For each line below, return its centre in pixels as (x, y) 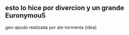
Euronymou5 (26, 16)
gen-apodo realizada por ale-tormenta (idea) (51, 27)
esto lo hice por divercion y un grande (65, 8)
